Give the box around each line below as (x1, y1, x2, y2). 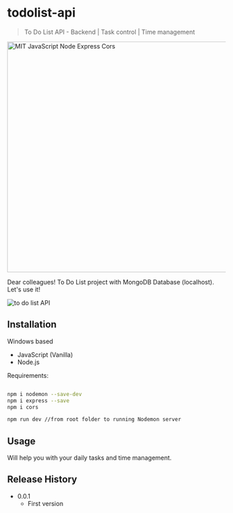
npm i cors (7, 404, 39, 411)
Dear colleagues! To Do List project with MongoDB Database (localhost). (7, 278, 214, 286)
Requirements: (7, 371, 49, 379)
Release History (7, 474, 78, 485)
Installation (7, 318, 57, 330)
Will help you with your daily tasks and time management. (7, 453, 172, 462)
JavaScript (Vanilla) (17, 350, 74, 359)
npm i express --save (7, 397, 70, 404)
